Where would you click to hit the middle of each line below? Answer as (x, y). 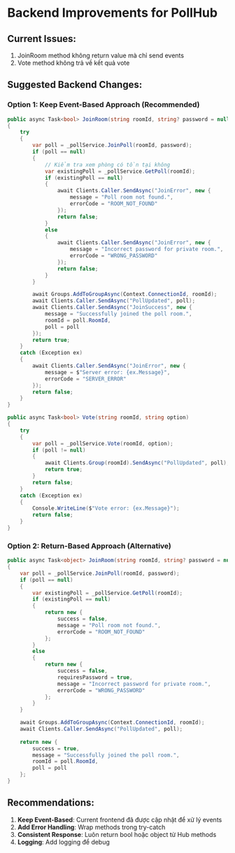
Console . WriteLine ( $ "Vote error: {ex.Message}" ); (106, 508)
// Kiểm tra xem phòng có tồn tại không (107, 165)
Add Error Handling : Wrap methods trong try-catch (91, 827)
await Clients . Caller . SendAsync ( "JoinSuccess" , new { (112, 308)
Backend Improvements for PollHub (113, 13)
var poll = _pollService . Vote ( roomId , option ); (103, 443)
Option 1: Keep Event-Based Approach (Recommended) (104, 105)
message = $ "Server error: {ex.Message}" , (107, 372)
